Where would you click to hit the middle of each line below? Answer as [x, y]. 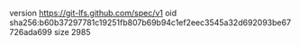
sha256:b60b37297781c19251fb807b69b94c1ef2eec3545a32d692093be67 [150, 22]
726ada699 [31, 32]
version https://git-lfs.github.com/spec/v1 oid [93, 13]
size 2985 [73, 32]
